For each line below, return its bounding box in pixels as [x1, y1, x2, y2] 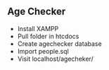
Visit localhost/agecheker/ [17, 54, 94, 63]
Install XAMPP [17, 24, 59, 33]
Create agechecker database [17, 39, 102, 48]
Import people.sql [17, 47, 69, 55]
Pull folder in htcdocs [17, 32, 79, 40]
